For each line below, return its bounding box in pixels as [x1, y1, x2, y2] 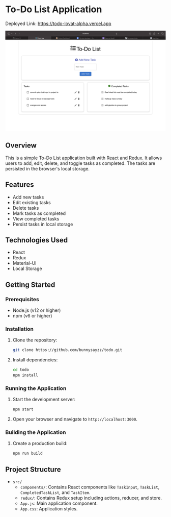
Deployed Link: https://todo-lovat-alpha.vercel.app [5, 20, 111, 27]
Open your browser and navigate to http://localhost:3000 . [12, 416, 137, 422]
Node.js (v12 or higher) [12, 307, 61, 313]
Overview [5, 141, 37, 150]
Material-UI [12, 260, 37, 266]
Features [5, 180, 34, 189]
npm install [12, 373, 38, 378]
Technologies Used [5, 236, 68, 244]
